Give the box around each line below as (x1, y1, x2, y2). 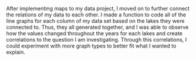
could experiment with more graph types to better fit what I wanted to (6, 42, 176, 49)
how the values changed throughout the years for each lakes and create (6, 30, 183, 37)
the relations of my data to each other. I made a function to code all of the (6, 11, 186, 18)
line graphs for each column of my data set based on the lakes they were (6, 18, 185, 24)
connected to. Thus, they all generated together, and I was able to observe (6, 23, 189, 30)
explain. (6, 49, 26, 55)
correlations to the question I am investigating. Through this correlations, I (6, 36, 187, 43)
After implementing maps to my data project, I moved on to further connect (6, 5, 190, 12)
